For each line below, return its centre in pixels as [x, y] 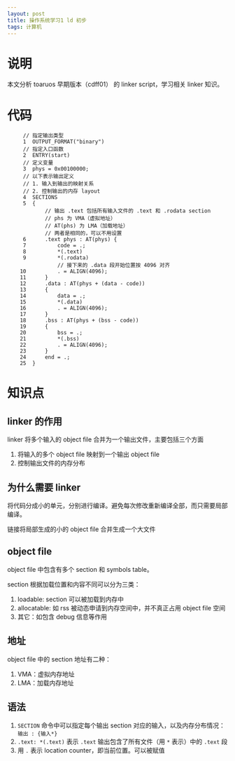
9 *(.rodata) [56, 258]
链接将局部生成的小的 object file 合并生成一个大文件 [81, 529]
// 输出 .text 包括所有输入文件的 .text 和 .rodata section [128, 211]
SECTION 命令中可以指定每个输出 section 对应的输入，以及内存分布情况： [121, 725]
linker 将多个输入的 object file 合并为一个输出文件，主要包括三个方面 [106, 439]
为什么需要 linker [44, 487]
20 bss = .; [51, 333]
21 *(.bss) [50, 339]
